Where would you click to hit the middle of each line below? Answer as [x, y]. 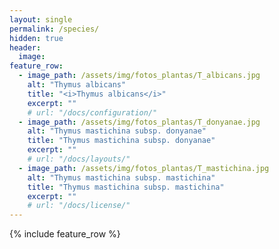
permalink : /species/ [54, 29]
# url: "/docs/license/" [79, 206]
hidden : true [36, 38]
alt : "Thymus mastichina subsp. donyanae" [117, 131]
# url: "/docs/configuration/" [92, 112]
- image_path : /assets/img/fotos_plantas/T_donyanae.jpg [139, 122]
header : [25, 47]
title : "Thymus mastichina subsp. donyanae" [121, 141]
